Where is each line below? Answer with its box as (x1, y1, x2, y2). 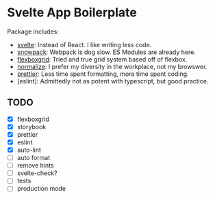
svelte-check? (16, 169, 58, 177)
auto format (16, 154, 51, 162)
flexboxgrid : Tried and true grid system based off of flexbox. (16, 55, 188, 63)
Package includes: (7, 27, 60, 36)
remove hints (16, 161, 54, 170)
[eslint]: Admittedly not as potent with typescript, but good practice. (16, 77, 209, 85)
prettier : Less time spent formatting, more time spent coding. (16, 70, 190, 78)
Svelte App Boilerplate (7, 5, 137, 21)
